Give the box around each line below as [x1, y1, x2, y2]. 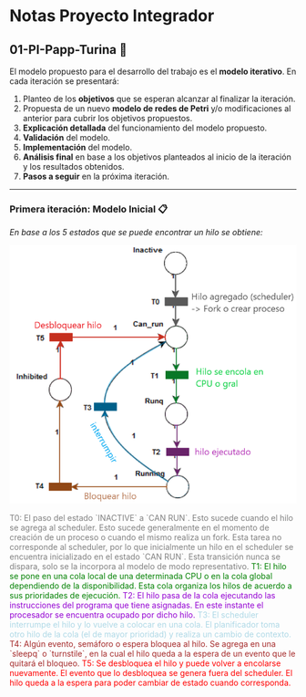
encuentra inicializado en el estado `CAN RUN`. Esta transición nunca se [9, 551, 280, 562]
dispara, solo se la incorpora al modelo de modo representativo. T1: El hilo [9, 561, 287, 572]
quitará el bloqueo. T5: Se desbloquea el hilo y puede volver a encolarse [9, 658, 281, 669]
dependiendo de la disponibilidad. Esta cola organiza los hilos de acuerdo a [9, 580, 293, 591]
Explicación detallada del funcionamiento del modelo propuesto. [22, 122, 268, 133]
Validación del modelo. [22, 132, 111, 142]
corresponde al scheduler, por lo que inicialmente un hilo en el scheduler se [9, 542, 294, 553]
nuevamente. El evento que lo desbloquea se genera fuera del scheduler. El [9, 668, 293, 679]
